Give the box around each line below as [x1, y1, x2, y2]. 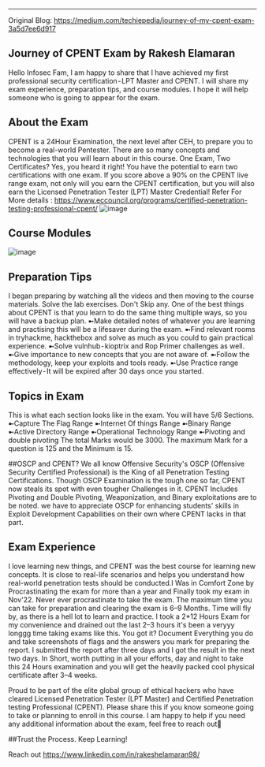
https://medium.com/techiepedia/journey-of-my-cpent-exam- [54, 16, 255, 24]
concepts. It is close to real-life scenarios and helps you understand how [8, 569, 245, 579]
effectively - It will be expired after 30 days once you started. [8, 367, 204, 376]
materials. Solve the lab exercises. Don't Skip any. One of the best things [8, 300, 244, 309]
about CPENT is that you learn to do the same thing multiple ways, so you [8, 308, 247, 318]
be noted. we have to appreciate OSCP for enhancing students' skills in [8, 501, 239, 511]
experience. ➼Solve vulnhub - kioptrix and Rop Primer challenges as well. [8, 341, 245, 351]
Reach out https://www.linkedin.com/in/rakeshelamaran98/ [8, 750, 200, 759]
